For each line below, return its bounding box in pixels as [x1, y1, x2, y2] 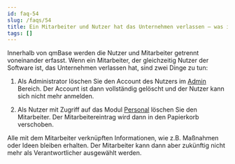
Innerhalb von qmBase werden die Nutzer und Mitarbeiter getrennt [7, 49, 199, 57]
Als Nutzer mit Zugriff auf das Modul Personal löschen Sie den [17, 105, 197, 114]
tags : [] [7, 29, 33, 37]
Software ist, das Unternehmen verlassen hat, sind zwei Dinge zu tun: [7, 64, 208, 72]
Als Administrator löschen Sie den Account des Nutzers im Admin [17, 77, 206, 86]
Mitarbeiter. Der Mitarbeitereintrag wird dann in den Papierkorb [17, 113, 199, 121]
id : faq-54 [7, 10, 39, 17]
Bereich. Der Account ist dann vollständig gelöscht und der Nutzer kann [17, 84, 225, 93]
